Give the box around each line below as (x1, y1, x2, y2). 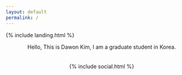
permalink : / (5, 15, 39, 21)
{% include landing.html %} (5, 31, 75, 38)
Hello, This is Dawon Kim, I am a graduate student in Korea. (27, 43, 176, 51)
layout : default (5, 9, 47, 15)
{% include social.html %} (69, 62, 135, 70)
